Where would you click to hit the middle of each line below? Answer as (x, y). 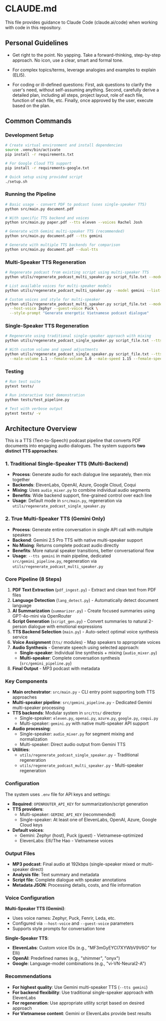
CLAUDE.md (31, 9)
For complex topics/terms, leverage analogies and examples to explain (84, 70)
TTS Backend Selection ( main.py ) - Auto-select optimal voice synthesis (85, 632)
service (20, 637)
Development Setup (29, 135)
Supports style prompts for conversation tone (59, 929)
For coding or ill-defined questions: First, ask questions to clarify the (82, 84)
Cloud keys (31, 825)
